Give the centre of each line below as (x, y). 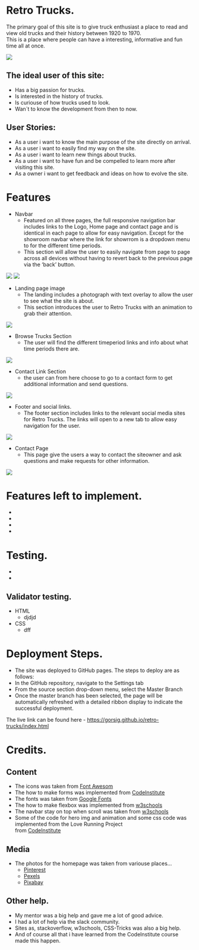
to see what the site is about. (59, 301)
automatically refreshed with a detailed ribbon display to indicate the (99, 702)
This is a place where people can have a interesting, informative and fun (94, 39)
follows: (24, 677)
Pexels (32, 876)
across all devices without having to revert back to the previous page (108, 258)
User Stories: (31, 127)
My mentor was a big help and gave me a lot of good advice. (89, 915)
